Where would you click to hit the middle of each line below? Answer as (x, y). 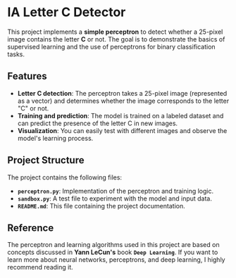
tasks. (16, 54)
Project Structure (46, 160)
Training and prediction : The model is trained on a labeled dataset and (120, 115)
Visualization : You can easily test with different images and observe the (122, 130)
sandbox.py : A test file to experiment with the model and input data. (115, 198)
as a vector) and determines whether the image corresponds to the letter (123, 101)
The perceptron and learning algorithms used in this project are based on (113, 245)
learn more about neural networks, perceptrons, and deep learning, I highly (116, 260)
